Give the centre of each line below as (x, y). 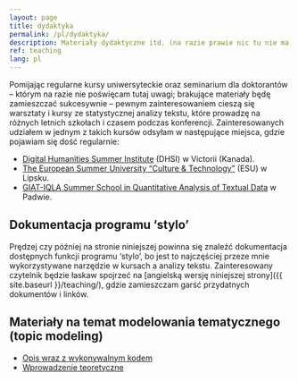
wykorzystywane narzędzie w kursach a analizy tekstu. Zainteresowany (141, 266)
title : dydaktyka (41, 26)
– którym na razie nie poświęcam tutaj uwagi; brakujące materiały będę (140, 94)
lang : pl (25, 59)
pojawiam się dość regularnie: (64, 141)
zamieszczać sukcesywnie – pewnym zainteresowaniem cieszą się (132, 103)
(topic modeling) (56, 336)
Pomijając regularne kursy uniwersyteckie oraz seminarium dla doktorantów (149, 85)
